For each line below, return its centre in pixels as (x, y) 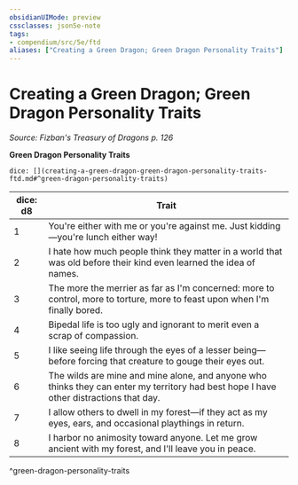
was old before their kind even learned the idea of (152, 262)
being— (250, 350)
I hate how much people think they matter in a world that (165, 252)
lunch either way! (122, 238)
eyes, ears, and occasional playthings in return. (146, 424)
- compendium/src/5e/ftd (55, 42)
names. (64, 274)
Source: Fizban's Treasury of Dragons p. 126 (91, 137)
